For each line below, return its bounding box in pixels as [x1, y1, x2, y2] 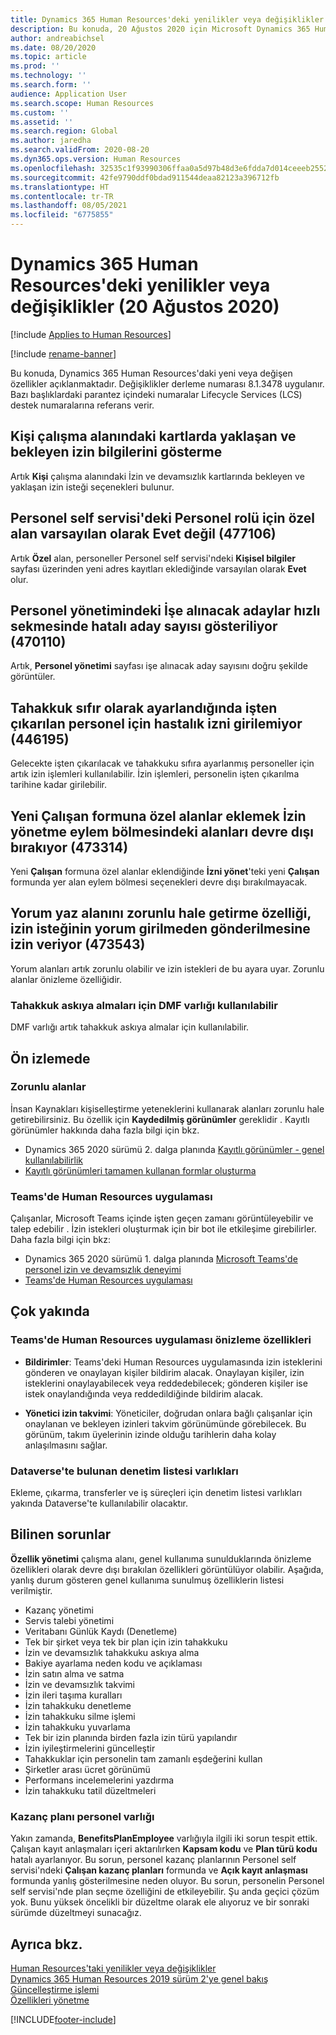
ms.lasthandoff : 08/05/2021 [10, 201, 128, 211]
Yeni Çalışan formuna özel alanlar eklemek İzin [10, 807, 307, 825]
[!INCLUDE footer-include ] [10, 2014, 117, 2025]
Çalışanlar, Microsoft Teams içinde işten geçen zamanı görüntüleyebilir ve [10, 1212, 314, 1225]
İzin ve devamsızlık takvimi [24, 1678, 135, 1690]
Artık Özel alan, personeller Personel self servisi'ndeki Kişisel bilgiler [10, 552, 297, 564]
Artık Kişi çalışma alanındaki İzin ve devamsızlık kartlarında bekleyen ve [10, 470, 305, 482]
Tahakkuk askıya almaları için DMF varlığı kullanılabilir [10, 998, 278, 1012]
